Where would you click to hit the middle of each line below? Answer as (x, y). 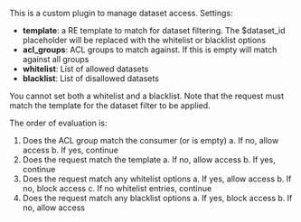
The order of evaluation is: (58, 123)
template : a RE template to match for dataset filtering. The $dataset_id (154, 30)
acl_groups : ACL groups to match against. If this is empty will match (150, 50)
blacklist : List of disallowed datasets (91, 79)
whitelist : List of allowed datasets (85, 69)
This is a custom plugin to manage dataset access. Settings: (121, 13)
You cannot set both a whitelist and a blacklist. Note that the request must (147, 96)
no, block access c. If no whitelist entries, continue (117, 188)
